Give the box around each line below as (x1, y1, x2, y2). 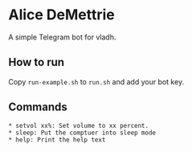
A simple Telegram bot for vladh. (8, 32, 116, 42)
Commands (8, 101, 68, 114)
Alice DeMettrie (8, 6, 115, 24)
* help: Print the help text (8, 135, 106, 144)
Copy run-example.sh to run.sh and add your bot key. (8, 76, 185, 86)
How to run (8, 55, 65, 69)
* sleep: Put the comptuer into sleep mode (8, 129, 157, 137)
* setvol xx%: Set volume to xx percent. (8, 121, 149, 129)
